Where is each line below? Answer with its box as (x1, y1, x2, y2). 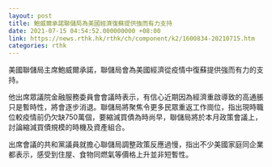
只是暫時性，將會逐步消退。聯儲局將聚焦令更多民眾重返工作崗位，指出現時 (8, 102, 257, 112)
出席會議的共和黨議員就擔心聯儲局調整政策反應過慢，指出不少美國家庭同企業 (8, 140, 264, 149)
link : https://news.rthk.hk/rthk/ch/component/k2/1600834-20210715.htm (8, 34, 255, 43)
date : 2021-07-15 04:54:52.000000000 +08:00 (8, 27, 161, 35)
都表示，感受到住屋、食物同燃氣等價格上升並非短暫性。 (8, 150, 193, 160)
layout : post (8, 11, 53, 20)
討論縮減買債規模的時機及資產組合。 (8, 123, 130, 132)
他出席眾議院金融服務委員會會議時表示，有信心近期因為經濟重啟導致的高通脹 (8, 92, 264, 102)
